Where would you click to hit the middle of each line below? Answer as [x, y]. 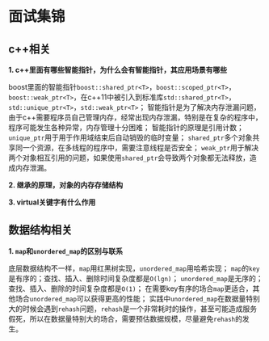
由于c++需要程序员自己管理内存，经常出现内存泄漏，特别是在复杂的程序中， [135, 117]
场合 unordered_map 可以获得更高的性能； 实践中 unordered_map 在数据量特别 [138, 298]
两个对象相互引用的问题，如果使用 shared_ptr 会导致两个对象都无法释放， [129, 158]
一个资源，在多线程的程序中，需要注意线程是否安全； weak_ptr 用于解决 [141, 147]
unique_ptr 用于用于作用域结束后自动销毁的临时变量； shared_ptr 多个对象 [130, 137]
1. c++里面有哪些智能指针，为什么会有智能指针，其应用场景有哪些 [118, 70]
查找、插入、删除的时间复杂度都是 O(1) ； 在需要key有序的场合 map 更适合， [130, 288]
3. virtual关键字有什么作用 [52, 202]
